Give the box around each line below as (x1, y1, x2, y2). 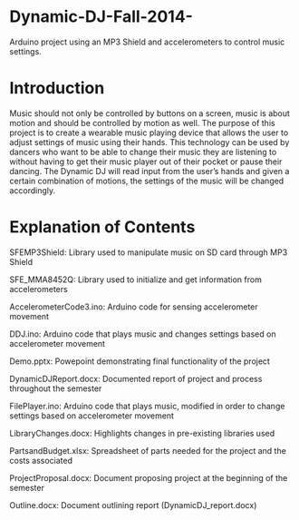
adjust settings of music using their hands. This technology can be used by (9, 136, 290, 147)
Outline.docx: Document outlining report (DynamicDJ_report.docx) (9, 499, 257, 510)
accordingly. (9, 184, 56, 196)
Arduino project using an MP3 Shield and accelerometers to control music (9, 36, 285, 47)
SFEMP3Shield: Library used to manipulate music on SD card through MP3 (9, 247, 288, 258)
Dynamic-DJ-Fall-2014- (9, 6, 193, 27)
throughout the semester (9, 383, 102, 394)
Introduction (9, 78, 105, 99)
